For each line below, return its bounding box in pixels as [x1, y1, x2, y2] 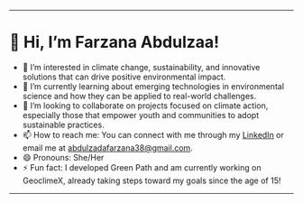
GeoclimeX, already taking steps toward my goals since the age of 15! [22, 175, 281, 186]
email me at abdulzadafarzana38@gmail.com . [22, 142, 194, 153]
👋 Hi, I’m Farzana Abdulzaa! [9, 32, 220, 52]
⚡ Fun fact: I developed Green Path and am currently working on [22, 161, 262, 172]
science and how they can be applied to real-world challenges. [22, 90, 257, 101]
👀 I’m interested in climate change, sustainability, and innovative [22, 61, 261, 72]
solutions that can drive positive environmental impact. [22, 71, 226, 82]
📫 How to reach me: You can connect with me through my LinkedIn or [22, 129, 284, 140]
